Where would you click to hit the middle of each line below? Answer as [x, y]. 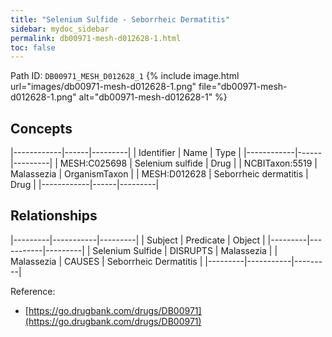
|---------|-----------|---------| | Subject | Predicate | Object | [138, 240]
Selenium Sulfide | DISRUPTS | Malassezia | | [185, 250]
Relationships [54, 216]
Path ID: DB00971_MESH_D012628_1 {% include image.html [125, 76]
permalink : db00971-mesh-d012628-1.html [96, 38]
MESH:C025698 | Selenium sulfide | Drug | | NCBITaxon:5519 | [188, 163]
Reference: [33, 291]
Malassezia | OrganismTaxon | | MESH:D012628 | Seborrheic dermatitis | [159, 174]
